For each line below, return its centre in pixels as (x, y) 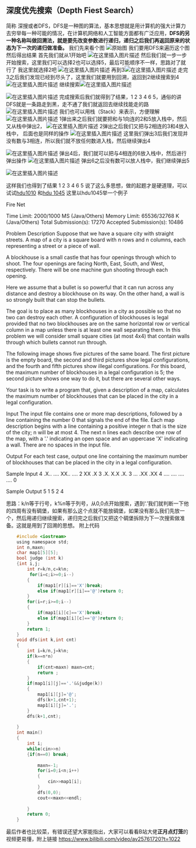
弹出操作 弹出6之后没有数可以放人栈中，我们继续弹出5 (98, 161)
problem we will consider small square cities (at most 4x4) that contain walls (98, 336)
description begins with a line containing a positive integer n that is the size (97, 426)
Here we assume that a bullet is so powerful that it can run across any (90, 287)
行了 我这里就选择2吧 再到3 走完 (97, 70)
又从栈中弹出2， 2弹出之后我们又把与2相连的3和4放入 (98, 126)
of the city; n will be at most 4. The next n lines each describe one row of (94, 432)
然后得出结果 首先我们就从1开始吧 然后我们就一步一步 (97, 55)
